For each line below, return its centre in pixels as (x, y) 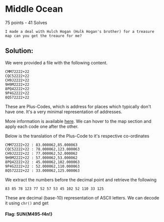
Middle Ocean (34, 9)
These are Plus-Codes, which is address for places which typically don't (78, 106)
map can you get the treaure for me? (44, 36)
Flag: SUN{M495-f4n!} (29, 214)
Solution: (19, 51)
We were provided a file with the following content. (56, 63)
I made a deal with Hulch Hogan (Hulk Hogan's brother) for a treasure (80, 31)
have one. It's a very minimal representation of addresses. (64, 112)
